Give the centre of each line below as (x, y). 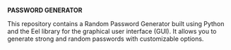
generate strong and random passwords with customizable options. (106, 39)
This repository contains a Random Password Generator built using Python (116, 24)
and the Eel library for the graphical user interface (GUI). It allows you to (112, 31)
